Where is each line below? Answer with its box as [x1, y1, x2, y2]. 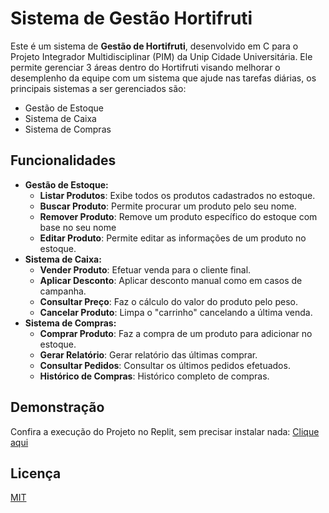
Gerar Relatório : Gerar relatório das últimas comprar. [39, 348, 258, 361]
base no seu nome [39, 221, 117, 233]
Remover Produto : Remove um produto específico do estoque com [39, 210, 318, 222]
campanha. [39, 285, 87, 297]
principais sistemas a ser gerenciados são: [10, 82, 187, 94]
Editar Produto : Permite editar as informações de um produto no [39, 232, 307, 244]
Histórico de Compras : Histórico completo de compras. [39, 370, 270, 382]
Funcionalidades [10, 152, 117, 169]
